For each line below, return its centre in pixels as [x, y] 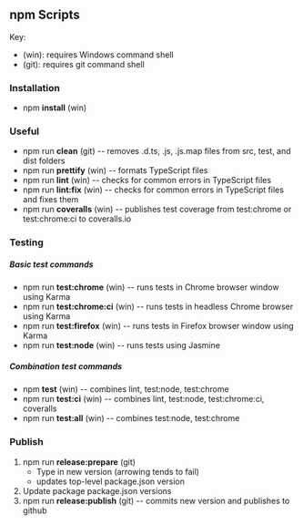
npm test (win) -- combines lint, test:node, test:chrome [126, 389]
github [35, 510]
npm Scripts [45, 15]
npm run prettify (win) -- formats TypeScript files [115, 170]
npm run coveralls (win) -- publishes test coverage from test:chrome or [157, 210]
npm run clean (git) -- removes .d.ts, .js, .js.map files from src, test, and [157, 151]
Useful [25, 131]
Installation [35, 87]
